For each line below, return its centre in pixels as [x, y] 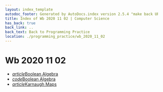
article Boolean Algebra [35, 74]
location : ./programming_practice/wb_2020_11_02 [55, 37]
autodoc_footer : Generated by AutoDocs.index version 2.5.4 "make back [79, 14]
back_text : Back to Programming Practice [48, 32]
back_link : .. [19, 28]
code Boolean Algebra [34, 79]
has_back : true [20, 23]
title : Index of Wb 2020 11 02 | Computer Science [57, 18]
